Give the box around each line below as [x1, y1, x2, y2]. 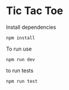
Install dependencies [6, 24, 57, 31]
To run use [6, 45, 32, 52]
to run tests [6, 66, 34, 74]
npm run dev [6, 56, 35, 62]
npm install [6, 35, 35, 41]
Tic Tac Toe [6, 4, 63, 18]
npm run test [6, 78, 38, 84]
